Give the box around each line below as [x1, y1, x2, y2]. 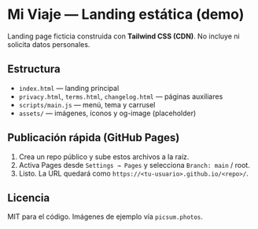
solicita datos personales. [7, 39, 90, 49]
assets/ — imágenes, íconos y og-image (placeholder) [18, 108, 197, 118]
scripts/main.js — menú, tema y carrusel [18, 100, 156, 109]
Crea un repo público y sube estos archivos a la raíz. [18, 151, 190, 162]
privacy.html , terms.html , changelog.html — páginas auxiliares [18, 92, 223, 101]
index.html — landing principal [18, 83, 120, 93]
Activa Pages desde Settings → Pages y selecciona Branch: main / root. [18, 160, 251, 169]
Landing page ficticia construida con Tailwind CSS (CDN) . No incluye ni [7, 31, 241, 41]
